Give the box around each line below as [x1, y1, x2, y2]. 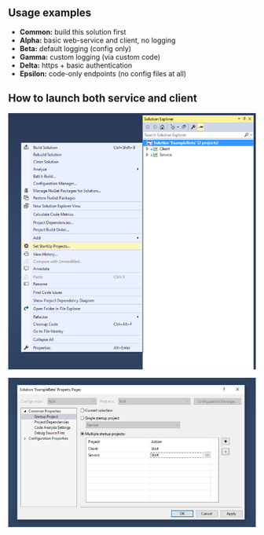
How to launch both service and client [8, 92, 198, 105]
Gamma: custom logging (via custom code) [19, 52, 161, 61]
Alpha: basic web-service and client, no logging [19, 35, 176, 45]
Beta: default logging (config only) [19, 43, 132, 53]
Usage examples [8, 6, 92, 20]
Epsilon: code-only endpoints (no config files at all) [19, 68, 187, 78]
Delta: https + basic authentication [19, 60, 133, 70]
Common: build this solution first [19, 27, 126, 36]
